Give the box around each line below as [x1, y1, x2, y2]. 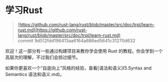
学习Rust [5, 5, 43, 16]
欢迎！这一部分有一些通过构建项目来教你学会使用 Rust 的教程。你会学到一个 [5, 48, 163, 54]
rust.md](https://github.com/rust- [17, 27, 87, 33]
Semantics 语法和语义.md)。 [5, 71, 65, 77]
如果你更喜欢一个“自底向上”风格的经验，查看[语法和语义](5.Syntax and [5, 65, 152, 71]
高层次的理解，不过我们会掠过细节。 [5, 54, 81, 60]
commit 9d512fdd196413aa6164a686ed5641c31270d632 [17, 37, 136, 43]
